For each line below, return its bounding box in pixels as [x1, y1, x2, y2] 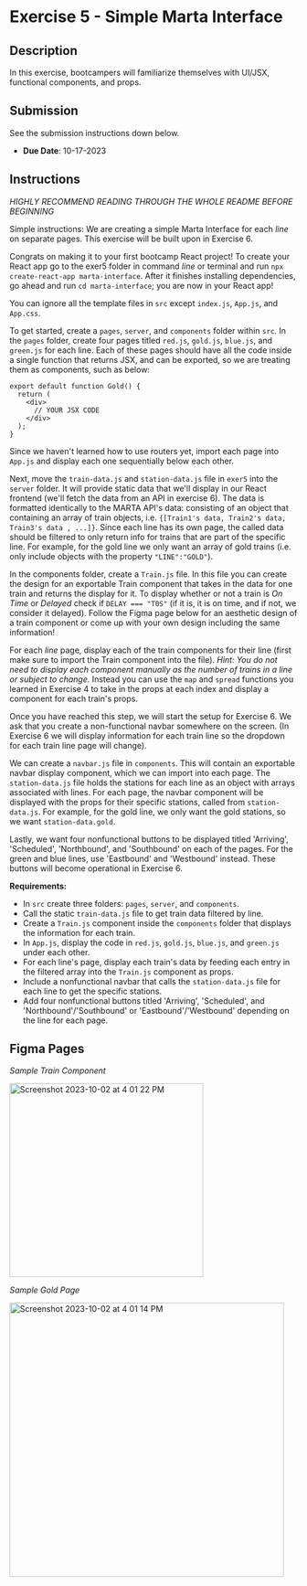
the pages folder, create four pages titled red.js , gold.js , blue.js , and [9, 335, 272, 346]
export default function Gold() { [9, 381, 142, 390]
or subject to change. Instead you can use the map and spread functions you [9, 674, 294, 685]
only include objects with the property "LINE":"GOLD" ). [9, 550, 213, 561]
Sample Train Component [9, 1065, 107, 1076]
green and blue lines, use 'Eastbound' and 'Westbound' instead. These [9, 853, 276, 864]
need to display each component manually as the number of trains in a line [9, 664, 293, 675]
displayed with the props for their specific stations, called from [9, 796, 245, 807]
